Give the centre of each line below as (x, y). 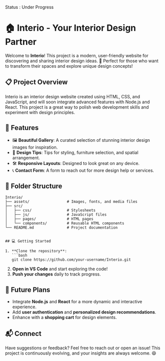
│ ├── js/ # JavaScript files (56, 215)
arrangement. (26, 158)
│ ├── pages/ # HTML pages (49, 219)
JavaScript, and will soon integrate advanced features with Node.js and (78, 102)
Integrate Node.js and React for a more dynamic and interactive (77, 302)
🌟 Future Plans (28, 290)
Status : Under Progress (30, 7)
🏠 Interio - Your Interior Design (71, 28)
